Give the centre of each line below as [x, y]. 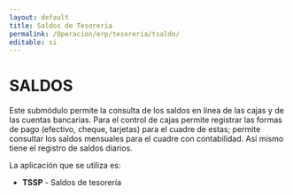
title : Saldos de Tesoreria [61, 26]
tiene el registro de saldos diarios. [71, 148]
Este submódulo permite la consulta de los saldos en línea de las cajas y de [147, 111]
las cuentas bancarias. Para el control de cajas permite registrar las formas [146, 120]
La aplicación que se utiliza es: [65, 166]
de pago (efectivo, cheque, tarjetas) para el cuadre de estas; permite [135, 129]
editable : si [33, 42]
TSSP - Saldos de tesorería [72, 183]
